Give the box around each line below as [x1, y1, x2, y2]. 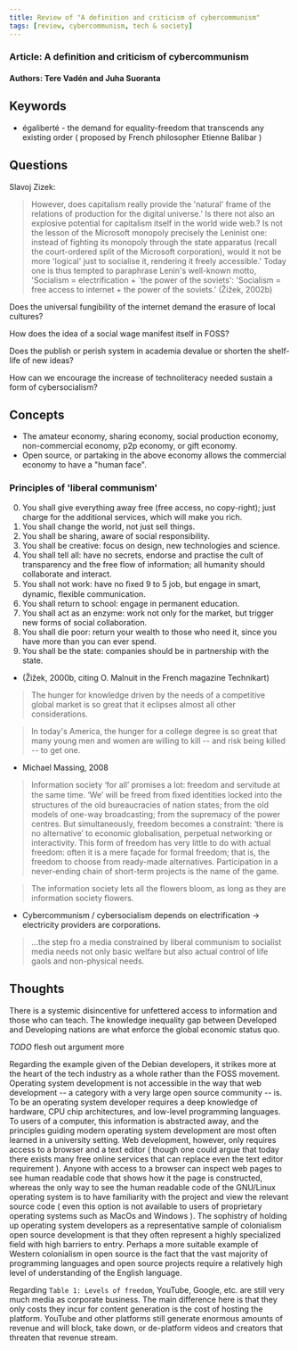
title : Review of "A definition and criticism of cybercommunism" [9, 12, 261, 22]
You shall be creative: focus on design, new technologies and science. [21, 540, 280, 551]
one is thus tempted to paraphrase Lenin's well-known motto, [30, 265, 257, 276]
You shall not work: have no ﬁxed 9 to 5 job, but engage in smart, [21, 578, 261, 589]
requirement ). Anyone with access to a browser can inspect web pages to [9, 1163, 282, 1173]
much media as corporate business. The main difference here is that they [9, 1294, 278, 1304]
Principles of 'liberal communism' [9, 482, 158, 494]
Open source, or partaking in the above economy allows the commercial [21, 450, 286, 460]
